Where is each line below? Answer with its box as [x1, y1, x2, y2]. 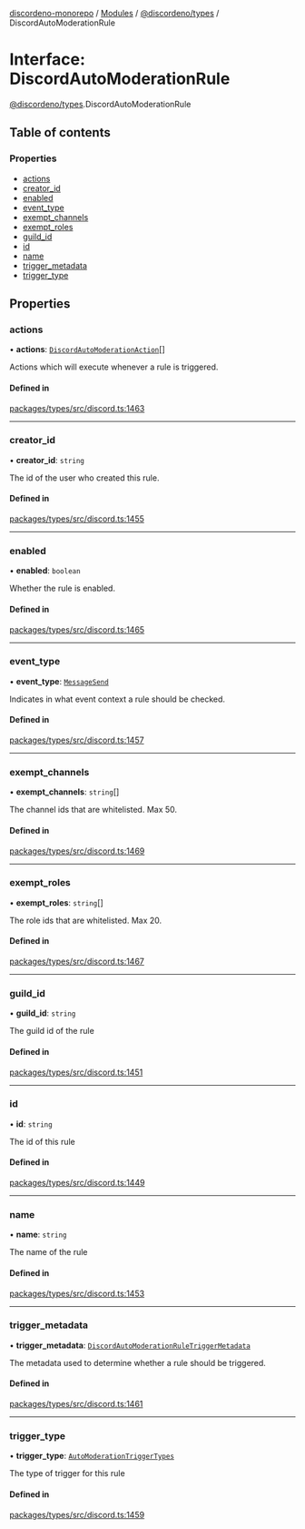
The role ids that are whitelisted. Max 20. [9, 915, 162, 926]
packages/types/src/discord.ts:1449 [9, 1178, 145, 1189]
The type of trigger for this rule [9, 1468, 125, 1479]
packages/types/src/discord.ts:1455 [9, 513, 145, 524]
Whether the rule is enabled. [9, 582, 116, 594]
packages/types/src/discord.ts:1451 [9, 1067, 143, 1078]
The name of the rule [9, 1247, 88, 1258]
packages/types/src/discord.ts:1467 [9, 956, 145, 967]
